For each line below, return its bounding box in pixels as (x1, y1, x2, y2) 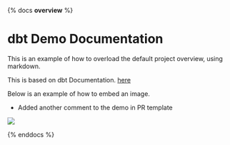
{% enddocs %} (7, 130, 55, 139)
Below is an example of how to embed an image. (7, 89, 150, 98)
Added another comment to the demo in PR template (17, 103, 173, 112)
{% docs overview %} (7, 6, 74, 14)
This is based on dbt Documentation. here (7, 75, 131, 84)
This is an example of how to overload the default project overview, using (7, 54, 224, 63)
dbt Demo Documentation (7, 31, 164, 47)
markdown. (7, 62, 41, 70)
